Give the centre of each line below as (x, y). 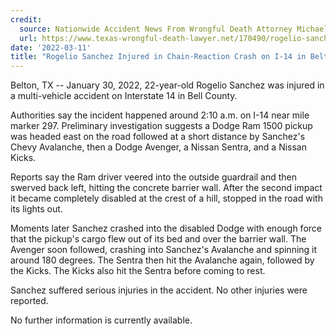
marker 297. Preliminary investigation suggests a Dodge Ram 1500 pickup (161, 126)
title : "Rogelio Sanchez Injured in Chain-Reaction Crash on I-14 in (158, 57)
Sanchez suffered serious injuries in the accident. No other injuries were (159, 290)
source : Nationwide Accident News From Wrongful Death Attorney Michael (174, 29)
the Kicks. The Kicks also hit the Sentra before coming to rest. (138, 271)
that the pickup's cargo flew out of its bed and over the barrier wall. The (158, 239)
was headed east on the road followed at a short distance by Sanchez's (158, 137)
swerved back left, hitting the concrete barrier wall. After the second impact (166, 188)
